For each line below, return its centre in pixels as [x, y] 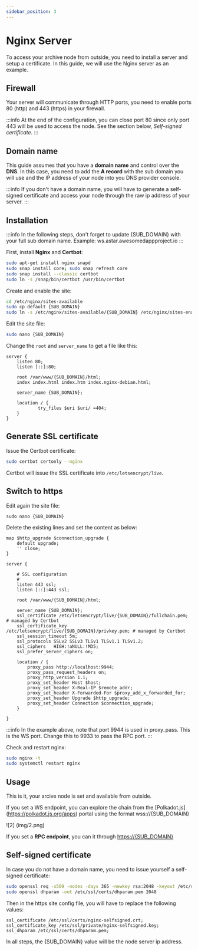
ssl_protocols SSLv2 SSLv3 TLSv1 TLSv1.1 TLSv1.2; [80, 641]
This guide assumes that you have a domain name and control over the [93, 165]
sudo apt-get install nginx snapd [49, 263]
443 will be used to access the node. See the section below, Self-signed [94, 126]
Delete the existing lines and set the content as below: [72, 527]
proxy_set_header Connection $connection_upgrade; [91, 703]
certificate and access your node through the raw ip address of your [107, 196]
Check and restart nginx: [36, 747]
